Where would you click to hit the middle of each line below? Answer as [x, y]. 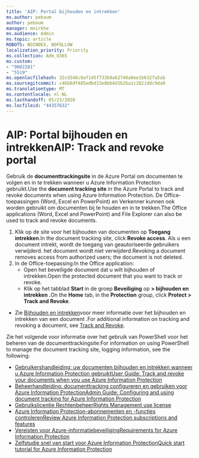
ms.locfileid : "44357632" [38, 105]
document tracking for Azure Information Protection [78, 399]
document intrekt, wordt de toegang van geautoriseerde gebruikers [97, 244]
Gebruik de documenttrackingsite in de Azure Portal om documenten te [94, 176]
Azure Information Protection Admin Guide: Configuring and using [94, 393]
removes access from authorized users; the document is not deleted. [99, 257]
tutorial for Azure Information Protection [63, 449]
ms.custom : [20, 61]
